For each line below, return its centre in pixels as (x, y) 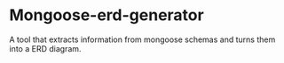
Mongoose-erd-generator (106, 15)
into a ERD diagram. (45, 48)
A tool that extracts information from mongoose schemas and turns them (142, 39)
